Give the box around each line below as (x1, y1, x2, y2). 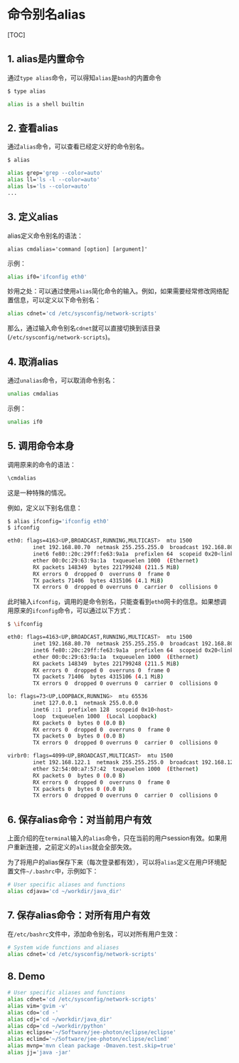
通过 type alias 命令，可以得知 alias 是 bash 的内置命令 (7, 73, 162, 82)
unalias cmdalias (7, 391, 59, 398)
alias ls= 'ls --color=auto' (7, 183, 91, 190)
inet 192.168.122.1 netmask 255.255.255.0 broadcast (33, 759, 199, 766)
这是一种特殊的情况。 (7, 488, 70, 497)
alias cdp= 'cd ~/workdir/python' (7, 1022, 107, 1029)
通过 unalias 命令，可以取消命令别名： (7, 376, 117, 385)
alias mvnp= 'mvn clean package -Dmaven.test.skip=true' (7, 1042, 176, 1049)
